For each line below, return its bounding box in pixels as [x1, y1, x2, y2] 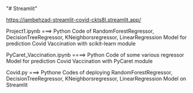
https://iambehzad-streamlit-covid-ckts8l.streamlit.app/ [6, 16, 141, 23]
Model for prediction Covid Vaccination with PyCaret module [6, 58, 153, 64]
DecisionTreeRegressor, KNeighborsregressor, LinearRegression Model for [6, 34, 187, 40]
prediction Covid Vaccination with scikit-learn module [6, 40, 136, 47]
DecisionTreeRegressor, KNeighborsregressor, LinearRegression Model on [6, 75, 187, 82]
